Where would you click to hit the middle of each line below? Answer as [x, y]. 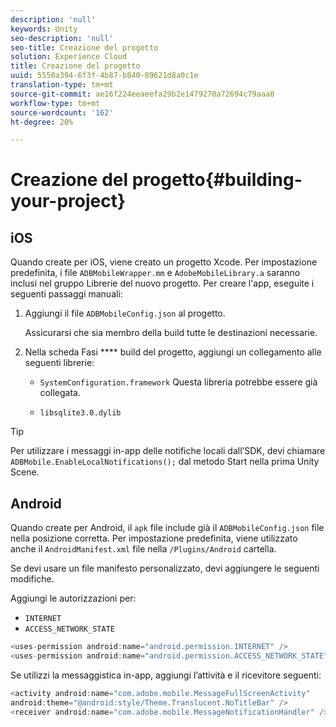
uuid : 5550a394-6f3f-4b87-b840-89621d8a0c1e [104, 76]
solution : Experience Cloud [69, 57]
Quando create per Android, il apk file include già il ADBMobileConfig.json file [167, 528]
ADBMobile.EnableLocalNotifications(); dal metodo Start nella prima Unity [165, 462]
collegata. [60, 393]
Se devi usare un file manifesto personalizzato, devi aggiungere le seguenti [165, 568]
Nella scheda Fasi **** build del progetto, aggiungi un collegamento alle [173, 352]
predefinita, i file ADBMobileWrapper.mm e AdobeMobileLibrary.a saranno [155, 273]
